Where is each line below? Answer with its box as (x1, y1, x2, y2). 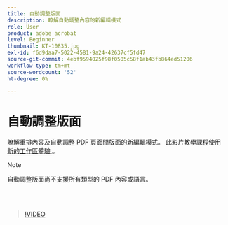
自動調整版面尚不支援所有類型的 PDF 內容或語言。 (7, 175, 152, 184)
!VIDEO (24, 210, 46, 219)
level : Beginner (7, 36, 55, 43)
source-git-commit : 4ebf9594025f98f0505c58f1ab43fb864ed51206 (7, 56, 193, 63)
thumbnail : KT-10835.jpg (7, 43, 80, 50)
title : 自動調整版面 (7, 10, 61, 17)
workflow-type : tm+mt (7, 62, 71, 69)
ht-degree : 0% (7, 75, 49, 82)
